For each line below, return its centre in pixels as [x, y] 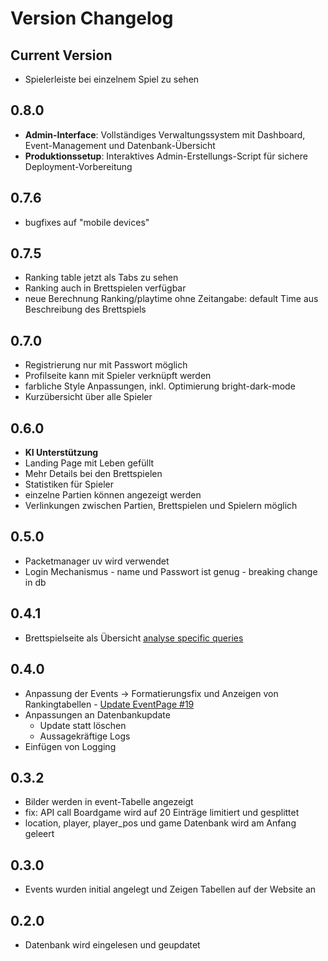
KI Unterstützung [61, 453]
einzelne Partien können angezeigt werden [113, 495]
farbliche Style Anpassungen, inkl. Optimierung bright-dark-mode [160, 386]
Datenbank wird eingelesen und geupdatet [112, 944]
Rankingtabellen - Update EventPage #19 [109, 704]
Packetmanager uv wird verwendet [97, 561]
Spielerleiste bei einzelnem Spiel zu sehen [112, 79]
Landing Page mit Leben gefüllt [89, 463]
